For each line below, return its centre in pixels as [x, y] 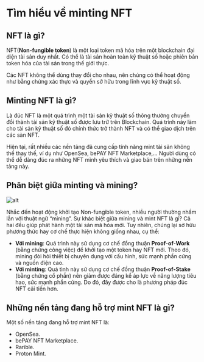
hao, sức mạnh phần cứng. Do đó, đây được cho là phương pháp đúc [101, 282]
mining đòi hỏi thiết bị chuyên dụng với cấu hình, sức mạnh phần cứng [103, 256]
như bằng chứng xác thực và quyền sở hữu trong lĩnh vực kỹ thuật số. [94, 81]
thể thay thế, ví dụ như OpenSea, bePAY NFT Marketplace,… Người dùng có [101, 153]
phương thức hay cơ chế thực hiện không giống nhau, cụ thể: [83, 231]
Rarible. [25, 347]
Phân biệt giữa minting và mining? [72, 185]
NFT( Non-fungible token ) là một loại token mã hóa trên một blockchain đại [100, 50]
